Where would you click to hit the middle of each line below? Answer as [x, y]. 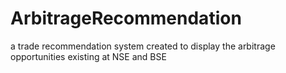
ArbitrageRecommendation [126, 18]
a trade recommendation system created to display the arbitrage [143, 46]
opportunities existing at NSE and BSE [88, 56]
